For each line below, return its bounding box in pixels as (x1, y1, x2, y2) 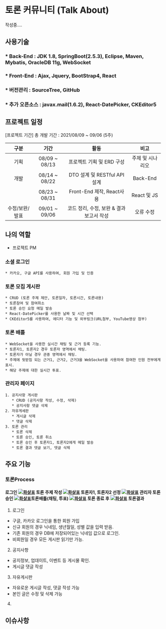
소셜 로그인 (5, 258, 30, 265)
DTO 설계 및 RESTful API (68, 171, 124, 178)
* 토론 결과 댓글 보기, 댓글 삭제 (11, 445, 71, 450)
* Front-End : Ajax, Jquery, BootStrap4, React (5, 72, 117, 79)
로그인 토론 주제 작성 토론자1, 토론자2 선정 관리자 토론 (5, 489, 161, 495)
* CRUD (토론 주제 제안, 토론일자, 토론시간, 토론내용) (5, 296, 104, 301)
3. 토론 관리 (5, 424, 28, 429)
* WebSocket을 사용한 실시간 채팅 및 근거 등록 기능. (5, 341, 102, 347)
